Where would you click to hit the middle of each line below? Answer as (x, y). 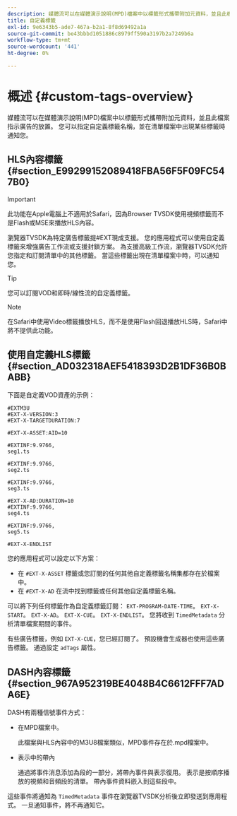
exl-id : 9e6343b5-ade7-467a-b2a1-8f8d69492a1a (77, 27)
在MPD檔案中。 (40, 728)
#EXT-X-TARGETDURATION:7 (44, 421)
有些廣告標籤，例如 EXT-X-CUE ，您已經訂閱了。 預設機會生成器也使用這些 (113, 639)
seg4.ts (19, 514)
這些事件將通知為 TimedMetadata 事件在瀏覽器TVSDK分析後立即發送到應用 (114, 796)
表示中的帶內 (36, 757)
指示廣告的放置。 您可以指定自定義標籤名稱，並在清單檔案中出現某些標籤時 (116, 126)
